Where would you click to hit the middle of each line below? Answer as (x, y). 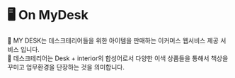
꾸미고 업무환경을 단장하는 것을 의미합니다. (66, 67)
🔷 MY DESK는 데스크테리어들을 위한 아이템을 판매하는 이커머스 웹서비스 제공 (113, 40)
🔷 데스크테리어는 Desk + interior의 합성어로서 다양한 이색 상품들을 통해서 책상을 (118, 58)
